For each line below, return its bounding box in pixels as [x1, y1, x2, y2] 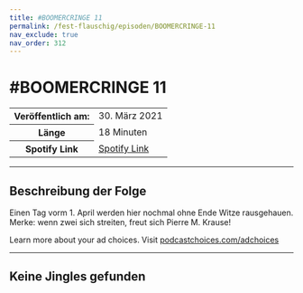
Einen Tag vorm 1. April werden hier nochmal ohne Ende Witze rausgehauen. [9, 207, 294, 218]
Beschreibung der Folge [9, 183, 147, 199]
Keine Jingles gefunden [9, 269, 146, 285]
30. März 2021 [98, 109, 163, 122]
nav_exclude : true [9, 30, 78, 39]
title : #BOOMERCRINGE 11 [9, 13, 103, 23]
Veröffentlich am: [14, 110, 90, 123]
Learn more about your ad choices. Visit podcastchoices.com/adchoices [9, 234, 280, 245]
